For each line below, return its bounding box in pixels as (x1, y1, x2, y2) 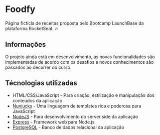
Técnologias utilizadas (5, 79, 77, 87)
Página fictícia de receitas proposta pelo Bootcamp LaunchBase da (5, 20, 144, 26)
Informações (5, 40, 46, 49)
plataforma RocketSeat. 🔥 (5, 25, 59, 31)
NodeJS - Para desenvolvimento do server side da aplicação (12, 113, 138, 119)
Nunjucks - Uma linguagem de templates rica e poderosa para (12, 103, 141, 109)
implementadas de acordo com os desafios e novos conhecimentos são (5, 59, 154, 65)
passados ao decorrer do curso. (5, 64, 72, 70)
